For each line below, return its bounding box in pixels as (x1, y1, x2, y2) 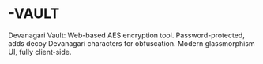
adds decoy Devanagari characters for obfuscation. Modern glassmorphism (8, 38, 255, 48)
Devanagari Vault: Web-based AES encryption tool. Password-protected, (8, 30, 245, 40)
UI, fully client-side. (8, 47, 72, 56)
